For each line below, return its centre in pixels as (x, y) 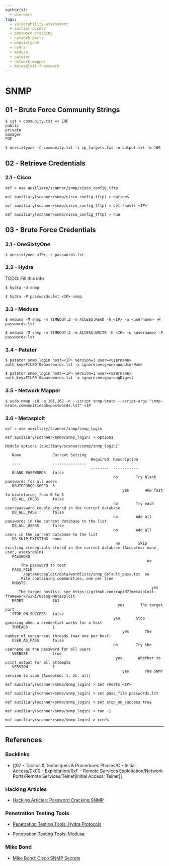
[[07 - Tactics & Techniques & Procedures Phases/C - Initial (74, 765)
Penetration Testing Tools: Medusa (49, 834)
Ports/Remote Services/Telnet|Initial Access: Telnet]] (67, 776)
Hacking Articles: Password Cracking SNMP (58, 800)
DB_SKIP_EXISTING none (37, 539)
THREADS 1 (33, 627)
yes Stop (129, 618)
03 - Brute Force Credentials (51, 230)
